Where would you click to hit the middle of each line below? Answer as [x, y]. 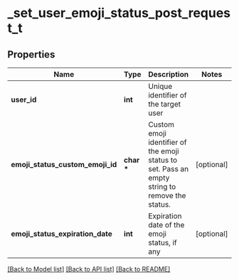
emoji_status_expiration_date [62, 234]
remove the [167, 195]
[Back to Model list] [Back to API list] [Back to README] [89, 269]
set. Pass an [169, 169]
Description [169, 74]
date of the [166, 225]
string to [162, 187]
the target [165, 104]
